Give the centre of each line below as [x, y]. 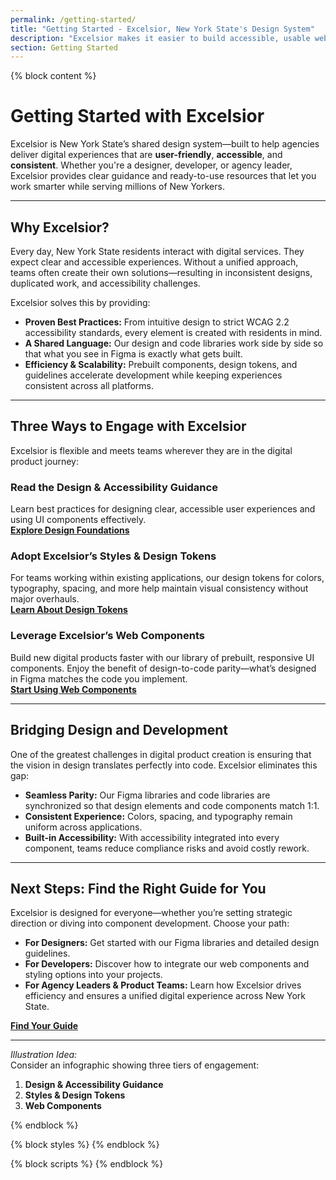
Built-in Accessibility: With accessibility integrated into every [152, 837]
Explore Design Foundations [70, 530]
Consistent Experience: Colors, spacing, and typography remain [158, 816]
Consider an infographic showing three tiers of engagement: [135, 1065]
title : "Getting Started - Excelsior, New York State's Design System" [162, 29]
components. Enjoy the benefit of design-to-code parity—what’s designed [163, 668]
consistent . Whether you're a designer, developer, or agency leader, [151, 165]
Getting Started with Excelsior [137, 116]
